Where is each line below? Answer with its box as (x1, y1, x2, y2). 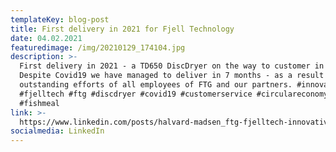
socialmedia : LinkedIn (10, 126, 105, 136)
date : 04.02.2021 (10, 33, 83, 43)
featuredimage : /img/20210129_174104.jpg (10, 42, 186, 53)
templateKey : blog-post (10, 14, 110, 25)
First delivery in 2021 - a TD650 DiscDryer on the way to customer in (19, 61, 325, 71)
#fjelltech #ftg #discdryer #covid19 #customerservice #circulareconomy (19, 89, 329, 99)
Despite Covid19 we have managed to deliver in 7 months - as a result (19, 71, 325, 81)
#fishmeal (19, 98, 60, 108)
